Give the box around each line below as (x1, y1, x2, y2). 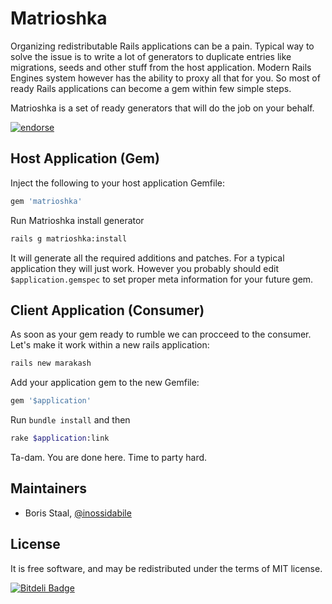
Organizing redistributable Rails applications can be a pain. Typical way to (10, 40, 315, 52)
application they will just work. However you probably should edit (10, 262, 279, 274)
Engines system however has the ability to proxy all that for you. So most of (10, 72, 321, 84)
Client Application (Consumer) (10, 302, 205, 319)
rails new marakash (10, 358, 92, 369)
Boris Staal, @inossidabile (24, 507, 132, 519)
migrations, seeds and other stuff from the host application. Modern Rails (10, 61, 312, 73)
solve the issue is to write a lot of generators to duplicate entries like (10, 50, 292, 62)
